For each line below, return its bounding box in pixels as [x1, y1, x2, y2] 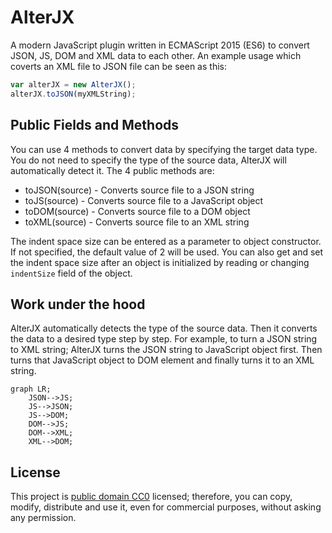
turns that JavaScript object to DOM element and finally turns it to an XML [10, 354, 315, 366]
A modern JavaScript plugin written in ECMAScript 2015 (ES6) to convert [10, 39, 310, 51]
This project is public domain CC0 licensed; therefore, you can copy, [10, 491, 293, 503]
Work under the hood [10, 296, 146, 313]
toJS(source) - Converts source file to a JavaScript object [24, 194, 264, 206]
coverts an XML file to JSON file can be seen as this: [10, 60, 227, 72]
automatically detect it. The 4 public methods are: [10, 164, 215, 176]
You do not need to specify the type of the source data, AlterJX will [10, 154, 287, 166]
